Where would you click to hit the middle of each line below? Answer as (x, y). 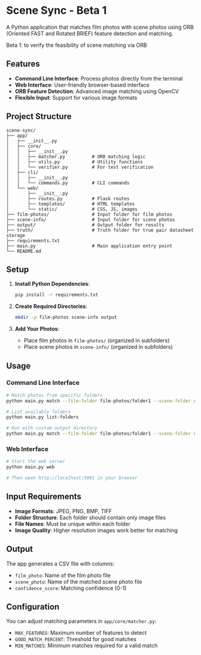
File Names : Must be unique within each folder (72, 524)
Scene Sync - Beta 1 (57, 11)
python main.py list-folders (42, 417)
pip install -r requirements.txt (57, 295)
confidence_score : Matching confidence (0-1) (71, 588)
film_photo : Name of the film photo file (63, 575)
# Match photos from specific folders (54, 395)
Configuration (33, 607)
